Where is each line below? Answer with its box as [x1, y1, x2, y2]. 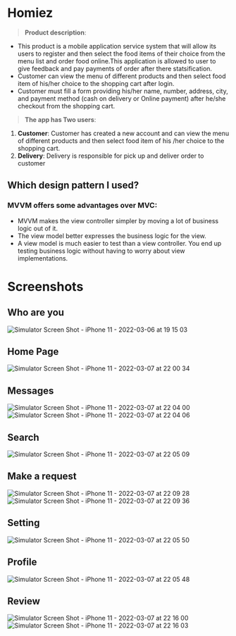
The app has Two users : [24, 115, 97, 124]
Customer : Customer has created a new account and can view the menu [17, 129, 230, 137]
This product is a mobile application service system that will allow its [17, 42, 217, 50]
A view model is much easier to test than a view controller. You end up [17, 239, 222, 247]
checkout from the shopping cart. [17, 101, 116, 110]
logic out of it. [17, 224, 58, 232]
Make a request [7, 470, 77, 482]
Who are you [7, 306, 65, 318]
